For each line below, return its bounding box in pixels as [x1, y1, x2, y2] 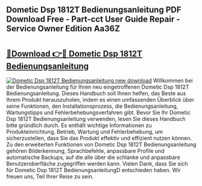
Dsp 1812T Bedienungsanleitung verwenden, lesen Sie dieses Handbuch [6, 116, 186, 122]
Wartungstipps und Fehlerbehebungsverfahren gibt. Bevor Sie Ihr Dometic [6, 109, 191, 116]
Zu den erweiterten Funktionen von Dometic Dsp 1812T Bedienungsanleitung [6, 141, 197, 148]
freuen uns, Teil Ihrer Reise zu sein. [6, 173, 94, 180]
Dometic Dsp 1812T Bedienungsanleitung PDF [6, 5, 181, 15]
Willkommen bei [153, 77, 193, 84]
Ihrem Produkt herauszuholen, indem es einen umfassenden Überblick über [6, 96, 195, 103]
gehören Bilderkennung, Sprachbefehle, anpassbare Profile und [6, 147, 165, 154]
